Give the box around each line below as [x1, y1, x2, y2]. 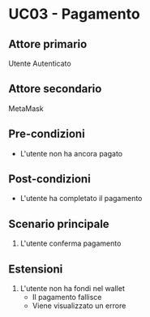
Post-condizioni [8, 172, 91, 186]
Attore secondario [8, 82, 102, 96]
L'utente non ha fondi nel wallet [19, 284, 126, 293]
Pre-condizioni [8, 127, 85, 141]
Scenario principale [8, 216, 109, 231]
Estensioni [8, 262, 63, 276]
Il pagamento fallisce [32, 293, 102, 302]
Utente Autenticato [8, 58, 71, 68]
